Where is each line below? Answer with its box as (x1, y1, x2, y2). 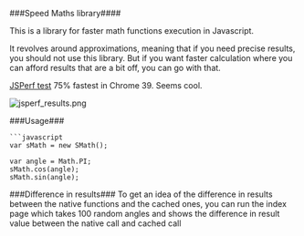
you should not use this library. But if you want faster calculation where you (9, 53, 293, 63)
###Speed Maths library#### (9, 8, 121, 18)
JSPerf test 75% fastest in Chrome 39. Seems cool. (9, 80, 203, 90)
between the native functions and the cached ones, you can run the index (9, 199, 288, 209)
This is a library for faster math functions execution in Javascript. (9, 26, 254, 36)
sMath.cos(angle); (9, 165, 79, 174)
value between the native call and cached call (9, 218, 182, 229)
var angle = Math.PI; (9, 157, 92, 166)
